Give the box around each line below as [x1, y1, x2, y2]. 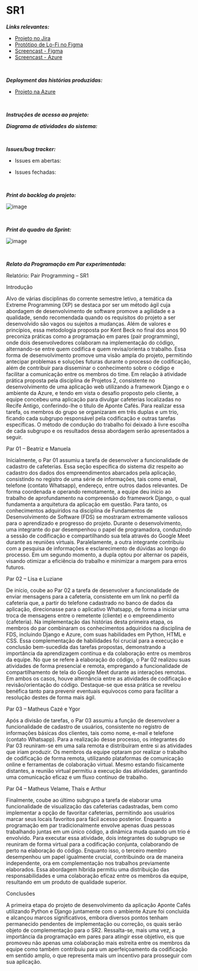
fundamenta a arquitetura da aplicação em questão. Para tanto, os [6, 501, 167, 508]
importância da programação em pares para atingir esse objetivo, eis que [6, 932, 185, 940]
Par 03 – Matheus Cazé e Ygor [6, 705, 80, 712]
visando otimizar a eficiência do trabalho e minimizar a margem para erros [6, 557, 187, 564]
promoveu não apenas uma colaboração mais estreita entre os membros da [6, 939, 190, 946]
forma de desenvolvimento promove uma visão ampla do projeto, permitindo [6, 351, 193, 359]
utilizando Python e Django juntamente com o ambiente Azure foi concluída [6, 908, 190, 915]
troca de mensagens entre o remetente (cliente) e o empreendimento [6, 612, 174, 619]
